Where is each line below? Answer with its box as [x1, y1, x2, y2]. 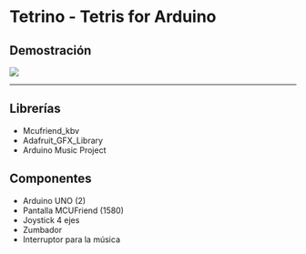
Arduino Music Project [22, 144, 107, 156]
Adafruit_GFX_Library [22, 135, 103, 146]
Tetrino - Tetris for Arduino [9, 6, 217, 27]
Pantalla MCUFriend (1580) [22, 205, 125, 216]
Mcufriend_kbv [22, 125, 80, 136]
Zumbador [22, 224, 62, 235]
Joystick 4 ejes [22, 214, 80, 225]
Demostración [9, 43, 92, 58]
